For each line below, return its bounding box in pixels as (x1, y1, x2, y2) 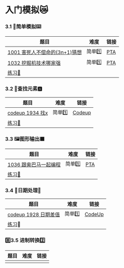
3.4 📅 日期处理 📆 (5, 187, 41, 194)
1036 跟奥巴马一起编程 (7, 161, 61, 168)
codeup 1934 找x (7, 110, 48, 117)
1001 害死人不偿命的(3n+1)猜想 (7, 49, 82, 55)
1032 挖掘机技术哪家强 (7, 59, 61, 66)
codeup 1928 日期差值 (7, 211, 60, 218)
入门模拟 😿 (5, 4, 49, 16)
